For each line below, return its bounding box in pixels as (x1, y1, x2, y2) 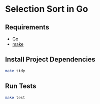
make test (5, 95, 26, 100)
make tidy (5, 68, 26, 73)
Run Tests (5, 82, 36, 90)
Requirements (5, 23, 49, 31)
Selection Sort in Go (5, 3, 89, 15)
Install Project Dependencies (5, 55, 96, 64)
